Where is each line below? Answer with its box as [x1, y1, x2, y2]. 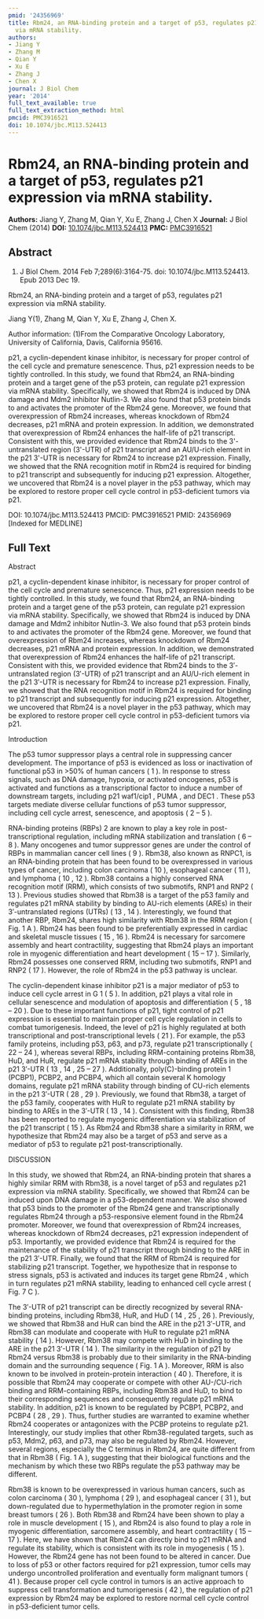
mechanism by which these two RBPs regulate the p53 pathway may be [8, 1461, 240, 1471]
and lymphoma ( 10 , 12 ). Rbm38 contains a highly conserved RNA [8, 874, 224, 883]
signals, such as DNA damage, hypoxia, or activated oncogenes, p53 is [8, 775, 239, 784]
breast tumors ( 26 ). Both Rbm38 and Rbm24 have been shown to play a [8, 1510, 245, 1519]
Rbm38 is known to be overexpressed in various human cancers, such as [8, 1484, 245, 1495]
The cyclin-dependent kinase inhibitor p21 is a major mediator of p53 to [8, 981, 240, 990]
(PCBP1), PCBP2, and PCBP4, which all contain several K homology [8, 1073, 226, 1082]
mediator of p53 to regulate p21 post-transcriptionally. [8, 1140, 183, 1149]
